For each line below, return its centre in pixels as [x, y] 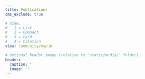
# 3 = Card [19, 37]
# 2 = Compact [22, 33]
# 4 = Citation [23, 42]
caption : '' [22, 64]
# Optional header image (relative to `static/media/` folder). [73, 55]
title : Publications [27, 10]
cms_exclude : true [24, 14]
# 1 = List [19, 28]
